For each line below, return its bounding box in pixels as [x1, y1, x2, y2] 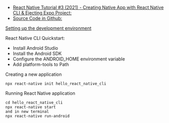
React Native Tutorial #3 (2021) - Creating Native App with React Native [12, 5, 164, 10]
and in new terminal [5, 109, 50, 114]
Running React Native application [5, 90, 75, 96]
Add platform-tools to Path [12, 61, 69, 67]
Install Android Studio [12, 45, 58, 51]
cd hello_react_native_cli [5, 100, 63, 105]
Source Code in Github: [12, 15, 62, 21]
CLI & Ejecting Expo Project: [12, 10, 72, 16]
